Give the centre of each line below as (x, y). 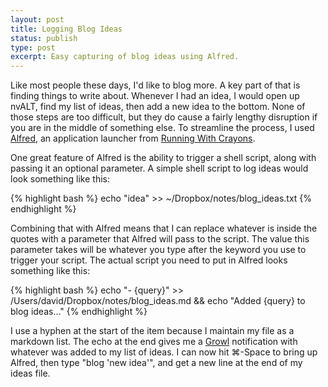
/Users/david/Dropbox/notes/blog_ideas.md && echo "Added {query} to (158, 301)
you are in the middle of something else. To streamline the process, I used (162, 128)
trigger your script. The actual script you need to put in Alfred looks (149, 260)
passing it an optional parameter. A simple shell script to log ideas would (159, 168)
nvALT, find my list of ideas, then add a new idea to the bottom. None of (158, 107)
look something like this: (60, 179)
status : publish (44, 38)
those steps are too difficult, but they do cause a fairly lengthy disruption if (164, 117)
